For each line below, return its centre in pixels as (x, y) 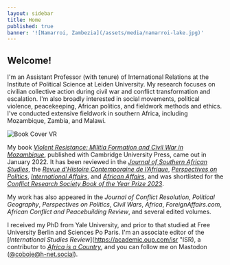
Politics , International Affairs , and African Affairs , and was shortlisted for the (115, 176)
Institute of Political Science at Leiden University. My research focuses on (111, 84)
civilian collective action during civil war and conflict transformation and (109, 92)
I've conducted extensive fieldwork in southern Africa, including (97, 113)
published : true (30, 26)
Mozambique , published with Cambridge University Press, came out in (107, 154)
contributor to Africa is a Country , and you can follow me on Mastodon (107, 247)
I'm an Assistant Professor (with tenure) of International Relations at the (108, 77)
